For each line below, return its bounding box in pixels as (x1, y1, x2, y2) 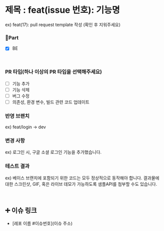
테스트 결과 (5, 163, 30, 170)
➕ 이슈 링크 (5, 206, 37, 215)
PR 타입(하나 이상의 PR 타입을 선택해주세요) (5, 68, 102, 75)
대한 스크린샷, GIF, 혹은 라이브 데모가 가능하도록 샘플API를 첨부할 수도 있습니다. (5, 181, 158, 187)
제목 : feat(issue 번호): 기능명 (5, 4, 120, 16)
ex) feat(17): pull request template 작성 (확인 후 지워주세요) (5, 22, 121, 28)
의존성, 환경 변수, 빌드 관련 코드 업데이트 (12, 99, 90, 105)
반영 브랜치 (5, 113, 30, 119)
